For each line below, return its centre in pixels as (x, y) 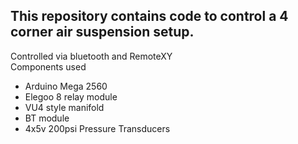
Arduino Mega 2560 (66, 86)
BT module (47, 118)
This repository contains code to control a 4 (149, 16)
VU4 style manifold (64, 107)
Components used (48, 66)
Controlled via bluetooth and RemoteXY (91, 56)
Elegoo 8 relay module (71, 96)
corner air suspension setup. (102, 32)
